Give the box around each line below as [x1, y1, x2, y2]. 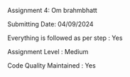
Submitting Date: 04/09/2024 [7, 20, 94, 28]
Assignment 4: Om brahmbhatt [7, 6, 97, 14]
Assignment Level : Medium [7, 48, 89, 56]
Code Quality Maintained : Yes [7, 61, 96, 70]
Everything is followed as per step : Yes [7, 34, 123, 42]
